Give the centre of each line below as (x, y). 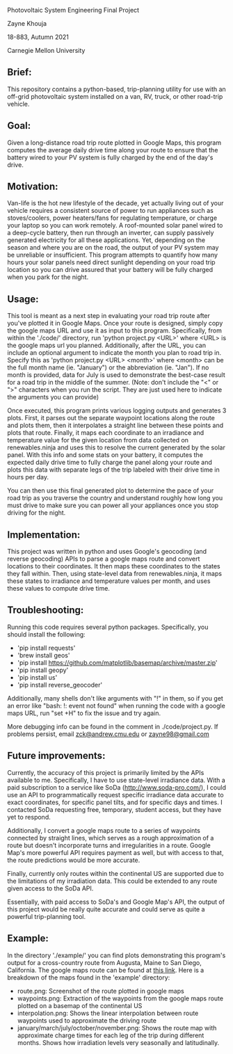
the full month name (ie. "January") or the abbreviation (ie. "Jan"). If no (108, 367)
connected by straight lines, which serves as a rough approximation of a (111, 838)
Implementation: (44, 535)
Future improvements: (56, 756)
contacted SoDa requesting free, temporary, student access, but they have (114, 809)
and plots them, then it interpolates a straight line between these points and (115, 425)
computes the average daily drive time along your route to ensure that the (113, 150)
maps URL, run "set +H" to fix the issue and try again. (84, 713)
